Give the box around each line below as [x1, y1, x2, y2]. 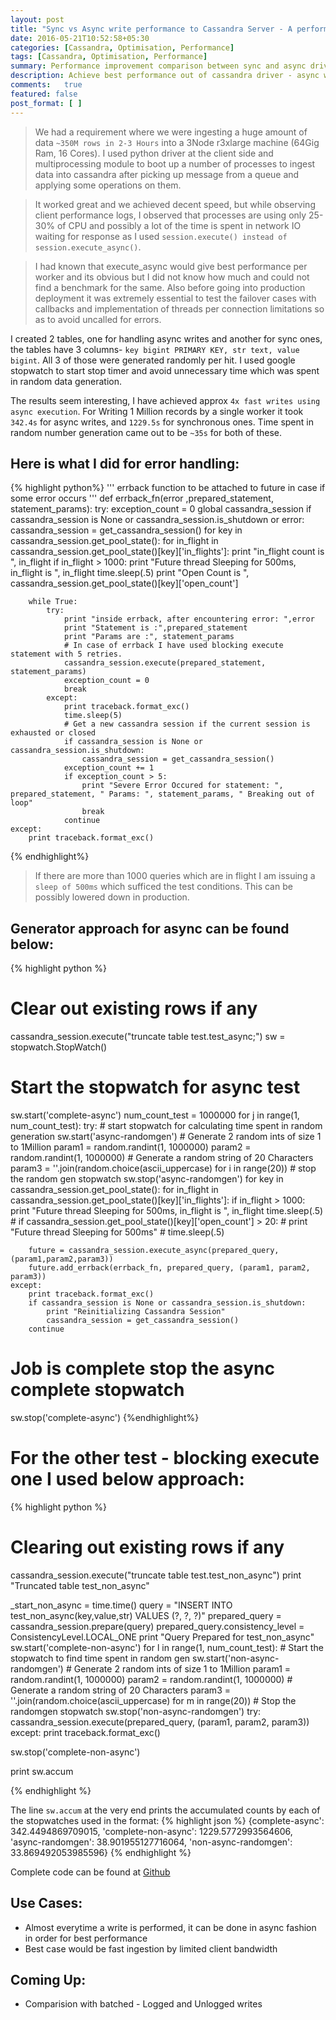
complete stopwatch [10, 1379, 185, 1401]
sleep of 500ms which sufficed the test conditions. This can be [34, 881, 293, 893]
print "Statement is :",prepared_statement [63, 623, 248, 633]
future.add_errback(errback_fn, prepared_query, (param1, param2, [28, 1263, 311, 1273]
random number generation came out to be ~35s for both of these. [10, 426, 283, 438]
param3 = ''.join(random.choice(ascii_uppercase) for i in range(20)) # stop [10, 1162, 317, 1174]
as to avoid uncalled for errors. [34, 313, 162, 325]
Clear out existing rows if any [10, 997, 258, 1020]
